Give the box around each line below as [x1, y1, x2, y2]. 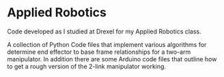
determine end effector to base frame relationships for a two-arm [7, 48, 191, 56]
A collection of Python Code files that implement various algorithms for [7, 40, 207, 48]
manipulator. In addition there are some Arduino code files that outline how [7, 55, 217, 63]
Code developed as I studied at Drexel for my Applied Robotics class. [7, 27, 201, 35]
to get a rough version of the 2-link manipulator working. [7, 62, 166, 70]
